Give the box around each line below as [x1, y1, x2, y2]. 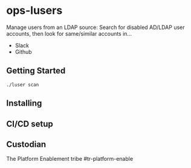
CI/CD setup [6, 118, 53, 129]
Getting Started [6, 66, 66, 76]
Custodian [6, 139, 47, 149]
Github [15, 48, 32, 55]
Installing [6, 98, 42, 109]
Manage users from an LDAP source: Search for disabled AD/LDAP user [6, 24, 186, 31]
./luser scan [6, 82, 39, 88]
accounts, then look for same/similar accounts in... [6, 30, 132, 37]
